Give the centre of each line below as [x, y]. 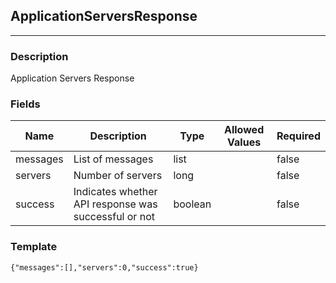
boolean [192, 204]
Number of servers [118, 176]
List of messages [113, 159]
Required [298, 136]
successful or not [114, 217]
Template [34, 247]
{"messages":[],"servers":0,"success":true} [104, 267]
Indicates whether [115, 192]
